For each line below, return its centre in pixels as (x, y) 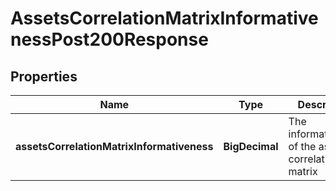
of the (302, 146)
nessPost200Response (109, 39)
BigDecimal (251, 146)
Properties (44, 76)
